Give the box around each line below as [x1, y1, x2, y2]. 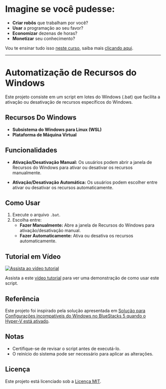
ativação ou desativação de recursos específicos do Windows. [5, 99, 133, 105]
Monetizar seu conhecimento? [12, 36, 76, 41]
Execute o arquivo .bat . [12, 212, 61, 218]
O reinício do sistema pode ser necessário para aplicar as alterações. [12, 350, 154, 356]
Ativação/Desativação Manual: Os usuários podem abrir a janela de [12, 159, 152, 165]
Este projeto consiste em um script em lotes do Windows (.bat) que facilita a [5, 94, 161, 100]
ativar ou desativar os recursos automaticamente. [12, 184, 114, 191]
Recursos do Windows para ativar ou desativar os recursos [12, 164, 133, 170]
